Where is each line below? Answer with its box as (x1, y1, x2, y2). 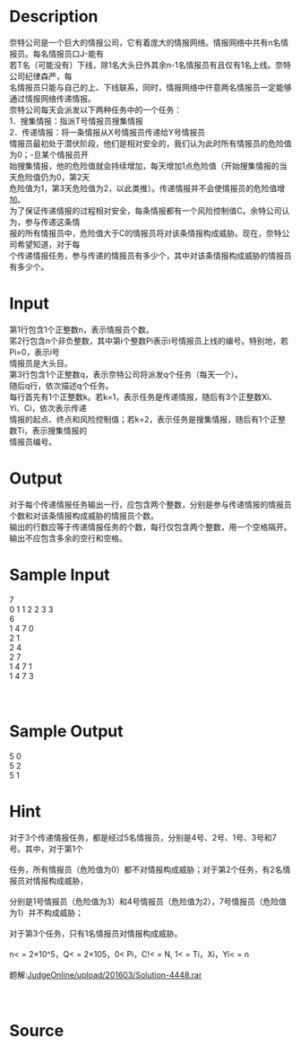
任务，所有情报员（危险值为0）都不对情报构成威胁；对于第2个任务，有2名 (9, 864, 283, 875)
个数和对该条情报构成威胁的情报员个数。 (9, 510, 159, 521)
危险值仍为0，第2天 (16, 171, 90, 182)
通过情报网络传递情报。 (9, 92, 96, 104)
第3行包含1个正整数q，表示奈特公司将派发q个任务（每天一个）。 (9, 369, 244, 379)
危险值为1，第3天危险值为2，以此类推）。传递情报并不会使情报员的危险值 (9, 182, 278, 194)
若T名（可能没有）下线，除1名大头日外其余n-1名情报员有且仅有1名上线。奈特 (9, 59, 291, 70)
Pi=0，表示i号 (9, 346, 60, 357)
